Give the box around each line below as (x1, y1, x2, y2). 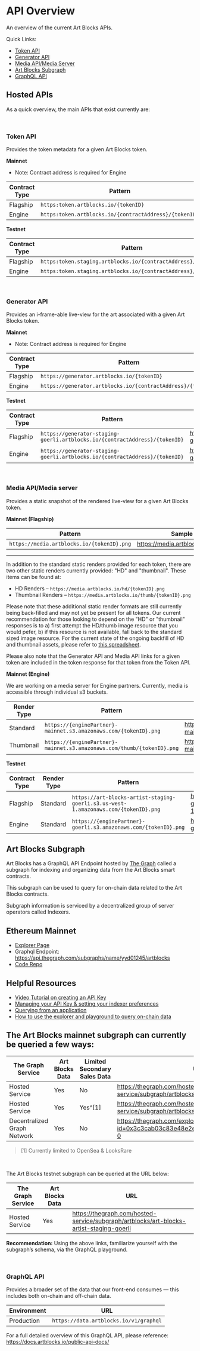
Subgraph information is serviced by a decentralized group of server (6, 902, 174, 909)
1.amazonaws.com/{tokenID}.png (71, 805, 161, 813)
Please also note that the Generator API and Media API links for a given (6, 652, 180, 660)
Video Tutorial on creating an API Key (14, 994, 107, 1001)
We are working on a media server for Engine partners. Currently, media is (6, 682, 189, 689)
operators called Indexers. (6, 908, 70, 915)
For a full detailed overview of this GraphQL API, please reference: (6, 1332, 168, 1339)
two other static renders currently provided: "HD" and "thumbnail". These (6, 566, 186, 574)
